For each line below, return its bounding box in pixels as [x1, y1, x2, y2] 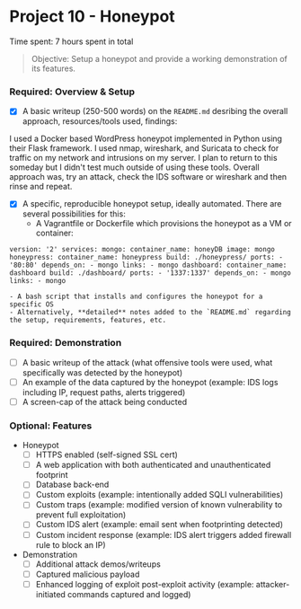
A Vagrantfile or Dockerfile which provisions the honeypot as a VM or [35, 218, 292, 229]
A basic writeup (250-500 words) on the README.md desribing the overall [22, 106, 288, 117]
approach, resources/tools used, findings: [22, 116, 178, 127]
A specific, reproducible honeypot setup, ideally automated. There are [22, 199, 282, 209]
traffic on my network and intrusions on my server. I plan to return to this [9, 153, 278, 163]
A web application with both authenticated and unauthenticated [35, 460, 271, 471]
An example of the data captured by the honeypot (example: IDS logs [22, 376, 279, 387]
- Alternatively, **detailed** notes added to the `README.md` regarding [9, 308, 292, 317]
